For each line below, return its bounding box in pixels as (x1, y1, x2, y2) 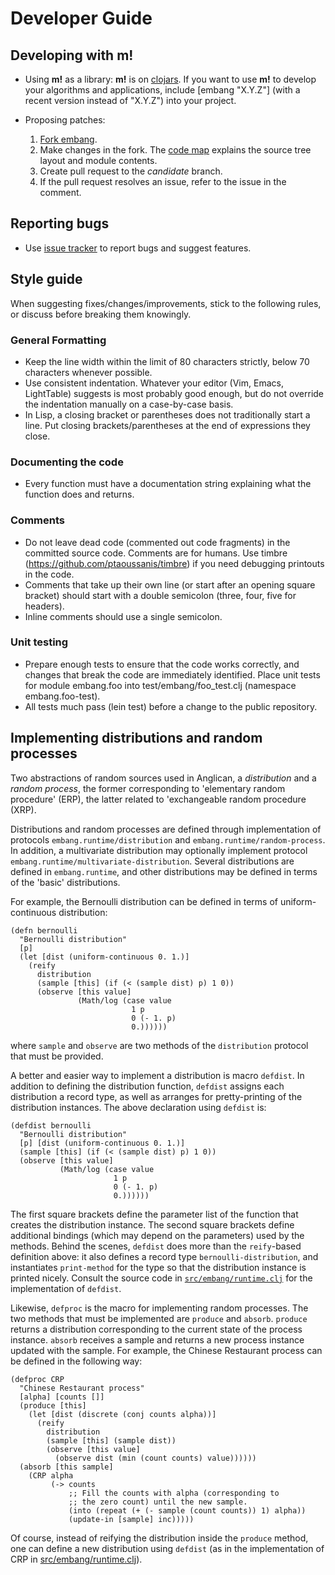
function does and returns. (24, 488, 135, 501)
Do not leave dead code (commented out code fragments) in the (24, 536, 291, 548)
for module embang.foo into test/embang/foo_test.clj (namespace (24, 679, 297, 691)
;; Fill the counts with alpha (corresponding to (68, 1488, 280, 1498)
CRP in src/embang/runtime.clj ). (10, 1553, 143, 1565)
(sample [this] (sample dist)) (46, 1435, 177, 1446)
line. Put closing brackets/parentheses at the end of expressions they (24, 419, 311, 431)
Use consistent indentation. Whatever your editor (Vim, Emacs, (24, 377, 284, 389)
